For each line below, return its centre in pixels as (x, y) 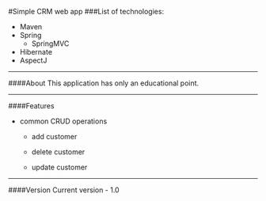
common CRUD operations (63, 121)
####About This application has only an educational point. (104, 83)
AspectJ (33, 60)
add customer (54, 137)
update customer (59, 167)
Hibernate (36, 52)
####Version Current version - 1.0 (64, 190)
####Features (31, 106)
